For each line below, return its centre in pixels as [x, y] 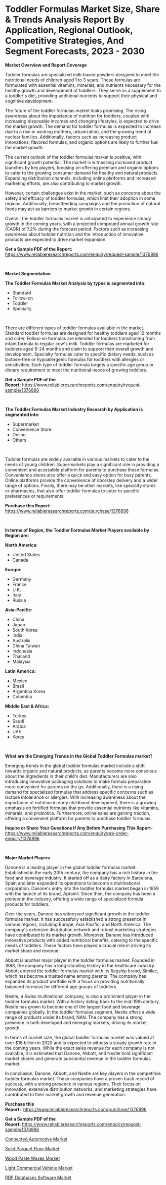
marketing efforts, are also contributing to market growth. [63, 183]
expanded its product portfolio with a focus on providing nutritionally [75, 981]
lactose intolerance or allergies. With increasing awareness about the [75, 797]
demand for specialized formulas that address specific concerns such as [79, 792]
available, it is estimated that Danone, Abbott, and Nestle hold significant [79, 1053]
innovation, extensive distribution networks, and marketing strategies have [81, 1089]
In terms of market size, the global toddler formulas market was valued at [80, 1037]
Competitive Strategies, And [65, 41]
